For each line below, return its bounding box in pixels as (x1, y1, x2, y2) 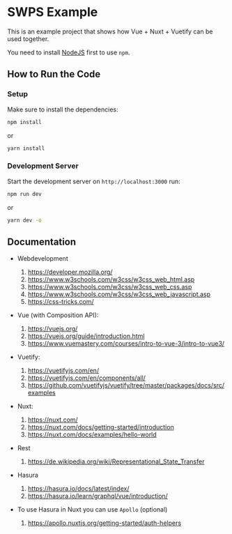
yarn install (7, 144, 45, 152)
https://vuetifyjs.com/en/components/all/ (27, 374, 146, 382)
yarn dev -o (7, 217, 42, 224)
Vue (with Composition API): (17, 311, 99, 319)
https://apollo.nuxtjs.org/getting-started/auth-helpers (27, 519, 182, 527)
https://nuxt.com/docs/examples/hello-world (27, 430, 157, 439)
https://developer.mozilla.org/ (27, 268, 113, 276)
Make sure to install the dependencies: (7, 105, 118, 114)
